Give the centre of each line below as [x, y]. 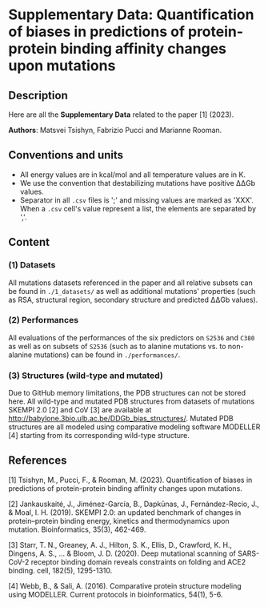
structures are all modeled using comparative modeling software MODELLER [134, 427]
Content [29, 242]
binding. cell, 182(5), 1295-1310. [60, 570]
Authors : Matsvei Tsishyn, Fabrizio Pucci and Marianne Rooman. [115, 130]
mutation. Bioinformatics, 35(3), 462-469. [77, 529]
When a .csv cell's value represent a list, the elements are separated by [138, 208]
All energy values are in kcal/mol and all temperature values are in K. [133, 175]
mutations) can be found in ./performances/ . [107, 355]
